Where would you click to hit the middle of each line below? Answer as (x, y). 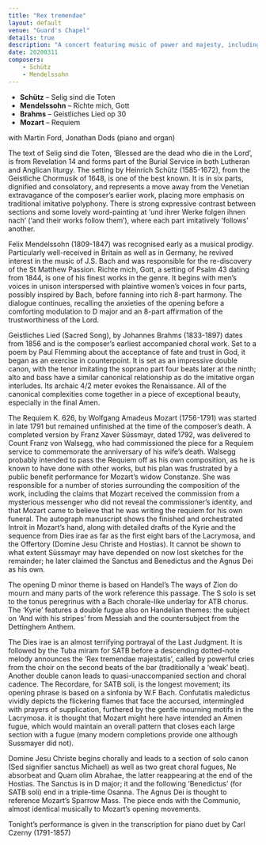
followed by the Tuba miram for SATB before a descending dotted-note (124, 650)
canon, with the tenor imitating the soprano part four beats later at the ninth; (132, 368)
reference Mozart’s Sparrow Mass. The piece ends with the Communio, (125, 800)
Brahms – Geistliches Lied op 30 (73, 114)
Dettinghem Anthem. (42, 626)
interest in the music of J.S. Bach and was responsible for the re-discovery (130, 261)
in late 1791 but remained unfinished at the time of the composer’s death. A (130, 426)
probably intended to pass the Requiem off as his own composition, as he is (132, 459)
